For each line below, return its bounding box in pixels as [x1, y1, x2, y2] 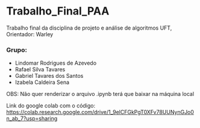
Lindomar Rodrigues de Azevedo [14, 59, 97, 67]
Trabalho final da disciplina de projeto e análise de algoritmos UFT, [6, 24, 172, 31]
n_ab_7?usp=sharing [6, 115, 58, 122]
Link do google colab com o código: [6, 102, 96, 109]
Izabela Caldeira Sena [14, 78, 70, 86]
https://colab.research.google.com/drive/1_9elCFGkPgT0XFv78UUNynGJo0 [6, 109, 195, 116]
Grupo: [6, 45, 27, 54]
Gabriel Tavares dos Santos [14, 72, 84, 80]
